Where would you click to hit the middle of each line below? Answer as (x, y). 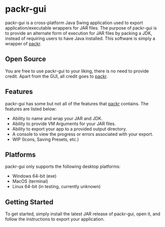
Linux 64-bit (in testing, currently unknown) (56, 187)
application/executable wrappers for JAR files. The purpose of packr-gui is (81, 28)
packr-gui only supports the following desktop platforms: (63, 166)
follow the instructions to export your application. (55, 219)
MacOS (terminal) (30, 181)
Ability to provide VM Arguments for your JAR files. (64, 124)
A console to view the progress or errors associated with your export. (83, 134)
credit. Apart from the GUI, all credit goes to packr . (56, 76)
